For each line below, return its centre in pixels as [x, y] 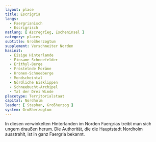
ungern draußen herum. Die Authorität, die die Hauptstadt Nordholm [74, 129]
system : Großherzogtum [28, 110]
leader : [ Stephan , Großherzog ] [39, 105]
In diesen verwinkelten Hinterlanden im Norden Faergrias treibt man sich [78, 123]
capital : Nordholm [24, 101]
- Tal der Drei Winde [32, 92]
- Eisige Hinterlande [32, 55]
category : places [23, 37]
